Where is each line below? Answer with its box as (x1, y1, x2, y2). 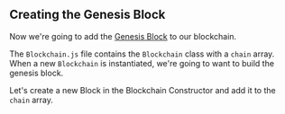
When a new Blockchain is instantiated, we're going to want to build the (9, 57, 275, 68)
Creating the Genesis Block (9, 7, 166, 22)
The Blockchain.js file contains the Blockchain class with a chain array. (9, 48, 275, 59)
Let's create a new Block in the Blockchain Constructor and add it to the (9, 84, 277, 95)
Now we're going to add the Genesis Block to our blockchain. (9, 31, 237, 41)
